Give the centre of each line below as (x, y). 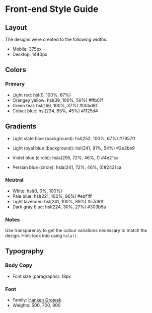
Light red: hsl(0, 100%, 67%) (41, 95)
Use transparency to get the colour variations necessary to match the (76, 231)
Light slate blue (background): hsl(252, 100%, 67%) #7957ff (74, 138)
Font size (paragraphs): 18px (41, 276)
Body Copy (19, 265)
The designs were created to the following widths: (56, 39)
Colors (16, 70)
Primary (15, 84)
